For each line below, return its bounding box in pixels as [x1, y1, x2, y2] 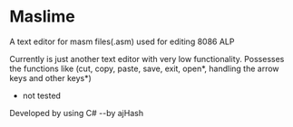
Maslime [9, 6, 75, 27]
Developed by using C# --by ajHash [9, 107, 143, 118]
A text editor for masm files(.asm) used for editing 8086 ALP [9, 36, 235, 47]
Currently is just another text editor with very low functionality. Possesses [9, 53, 285, 64]
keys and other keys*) [9, 72, 93, 83]
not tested [22, 90, 62, 101]
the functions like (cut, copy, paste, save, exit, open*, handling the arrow [9, 63, 279, 74]
